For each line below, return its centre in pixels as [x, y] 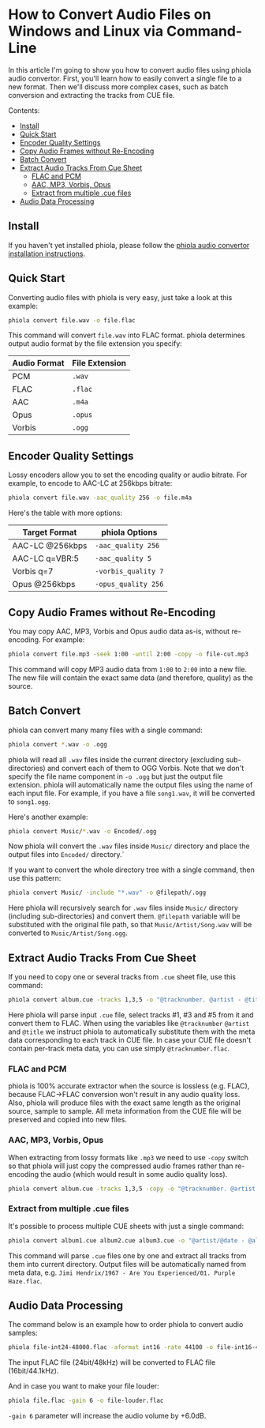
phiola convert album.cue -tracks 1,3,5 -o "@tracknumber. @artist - [125, 1000]
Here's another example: [48, 817]
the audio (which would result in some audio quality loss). [134, 1174]
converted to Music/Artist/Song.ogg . [68, 933]
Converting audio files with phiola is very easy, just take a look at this [120, 297]
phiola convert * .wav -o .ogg [58, 744]
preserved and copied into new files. [68, 1120]
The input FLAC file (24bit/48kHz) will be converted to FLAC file [112, 1362]
